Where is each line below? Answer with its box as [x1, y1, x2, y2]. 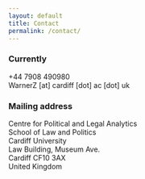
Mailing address [8, 100, 72, 111]
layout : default [8, 11, 63, 20]
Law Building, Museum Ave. [8, 144, 101, 154]
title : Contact [8, 19, 60, 27]
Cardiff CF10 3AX [8, 152, 66, 162]
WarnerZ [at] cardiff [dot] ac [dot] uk [8, 80, 130, 89]
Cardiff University [8, 135, 67, 145]
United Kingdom [8, 161, 63, 171]
